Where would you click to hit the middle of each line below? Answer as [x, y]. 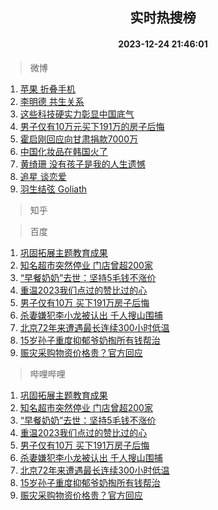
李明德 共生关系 [52, 101]
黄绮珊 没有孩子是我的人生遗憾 [82, 164]
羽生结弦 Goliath [53, 189]
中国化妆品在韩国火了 [63, 151]
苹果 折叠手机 [47, 89]
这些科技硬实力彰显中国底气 [77, 114]
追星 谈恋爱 [43, 176]
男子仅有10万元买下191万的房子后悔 [92, 126]
